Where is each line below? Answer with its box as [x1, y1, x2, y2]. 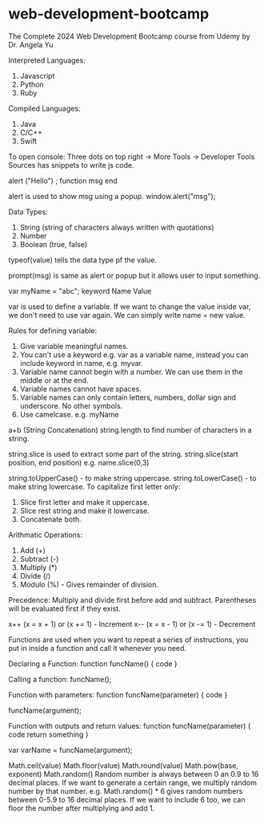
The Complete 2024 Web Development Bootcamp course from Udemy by [8, 31, 250, 41]
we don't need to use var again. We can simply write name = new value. [8, 310, 246, 319]
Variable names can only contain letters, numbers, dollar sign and [19, 392, 236, 402]
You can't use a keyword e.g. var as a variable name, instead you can [19, 350, 249, 360]
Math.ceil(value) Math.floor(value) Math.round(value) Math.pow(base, [8, 760, 238, 770]
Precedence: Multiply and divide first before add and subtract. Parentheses [8, 595, 257, 604]
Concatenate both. [19, 514, 82, 524]
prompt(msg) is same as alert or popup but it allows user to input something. [8, 270, 261, 280]
